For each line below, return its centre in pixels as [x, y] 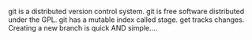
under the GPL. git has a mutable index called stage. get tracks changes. [126, 20]
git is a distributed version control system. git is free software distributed [126, 11]
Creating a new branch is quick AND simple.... [83, 28]
